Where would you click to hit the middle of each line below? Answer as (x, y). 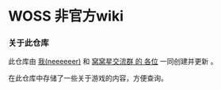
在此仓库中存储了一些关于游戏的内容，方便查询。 (88, 78)
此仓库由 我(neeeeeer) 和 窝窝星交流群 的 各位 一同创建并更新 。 (113, 62)
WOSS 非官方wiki (66, 16)
